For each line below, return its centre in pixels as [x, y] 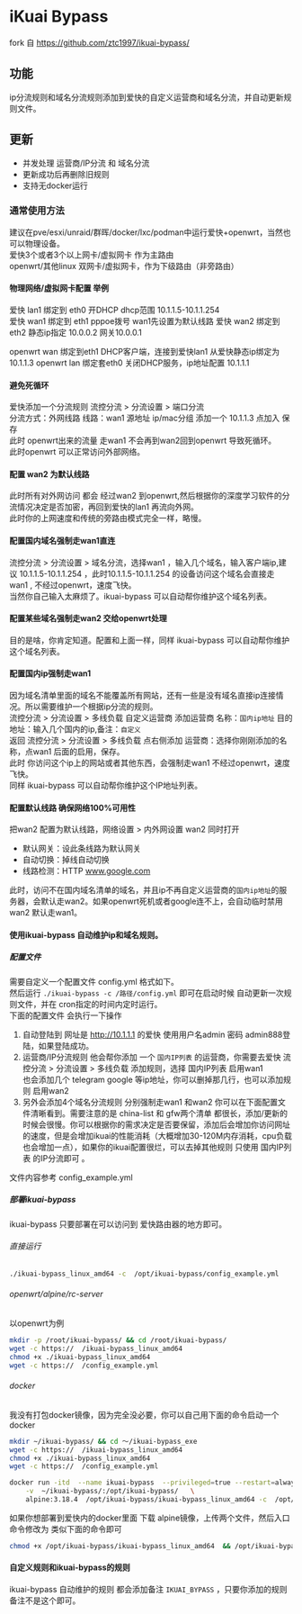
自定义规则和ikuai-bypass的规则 [70, 1567]
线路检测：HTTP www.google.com [86, 871]
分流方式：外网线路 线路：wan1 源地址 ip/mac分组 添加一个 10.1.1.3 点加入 [145, 418]
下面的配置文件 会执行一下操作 [66, 1015]
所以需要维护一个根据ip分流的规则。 [91, 707]
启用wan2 [51, 1090]
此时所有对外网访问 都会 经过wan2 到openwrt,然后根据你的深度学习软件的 [146, 496]
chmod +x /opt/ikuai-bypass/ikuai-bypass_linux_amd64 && [120, 1546]
